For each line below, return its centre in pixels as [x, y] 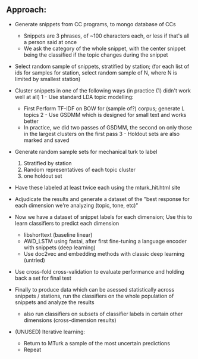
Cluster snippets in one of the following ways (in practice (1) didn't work [103, 90]
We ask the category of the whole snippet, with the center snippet [105, 48]
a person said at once [50, 42]
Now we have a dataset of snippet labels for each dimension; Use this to [103, 216]
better [31, 121]
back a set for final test [43, 278]
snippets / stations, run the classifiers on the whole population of [94, 296]
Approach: [26, 10]
